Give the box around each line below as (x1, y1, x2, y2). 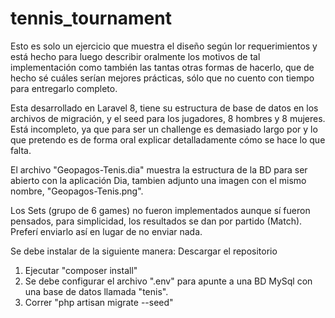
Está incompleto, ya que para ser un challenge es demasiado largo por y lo (10, 123, 318, 135)
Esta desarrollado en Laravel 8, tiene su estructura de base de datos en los (10, 102, 319, 114)
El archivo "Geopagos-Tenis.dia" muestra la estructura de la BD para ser (10, 163, 308, 176)
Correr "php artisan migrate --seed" (24, 296, 174, 308)
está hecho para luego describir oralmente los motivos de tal (10, 50, 261, 62)
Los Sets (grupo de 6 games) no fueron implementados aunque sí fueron (10, 204, 311, 216)
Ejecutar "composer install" (24, 264, 138, 276)
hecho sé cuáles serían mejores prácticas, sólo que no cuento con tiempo (10, 72, 315, 84)
